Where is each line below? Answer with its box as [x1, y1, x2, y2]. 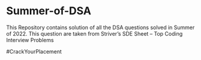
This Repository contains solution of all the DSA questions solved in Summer [6, 24, 195, 31]
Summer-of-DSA [6, 4, 92, 18]
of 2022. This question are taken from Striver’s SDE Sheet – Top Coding [6, 30, 183, 37]
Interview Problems [6, 36, 54, 43]
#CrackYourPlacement [6, 48, 62, 55]
